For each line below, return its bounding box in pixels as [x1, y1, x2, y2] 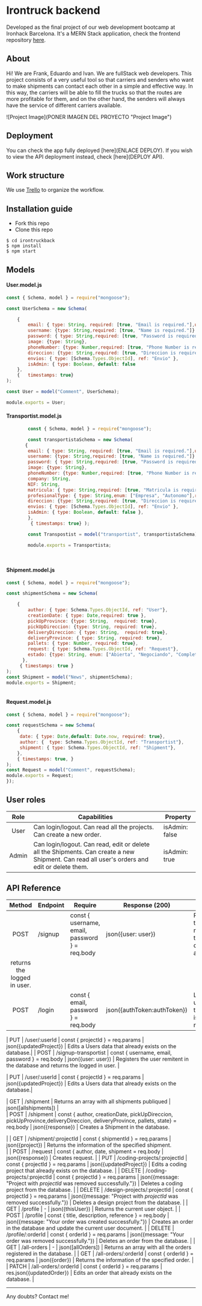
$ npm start [6, 248, 36, 254]
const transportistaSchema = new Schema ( [28, 436, 133, 442]
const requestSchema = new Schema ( [6, 722, 96, 728]
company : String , [28, 475, 71, 481]
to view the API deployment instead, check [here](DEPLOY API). [6, 153, 164, 160]
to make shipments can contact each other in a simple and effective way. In [6, 82, 194, 90]
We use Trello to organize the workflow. [6, 186, 105, 194]
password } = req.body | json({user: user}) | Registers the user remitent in [6, 1055, 189, 1063]
